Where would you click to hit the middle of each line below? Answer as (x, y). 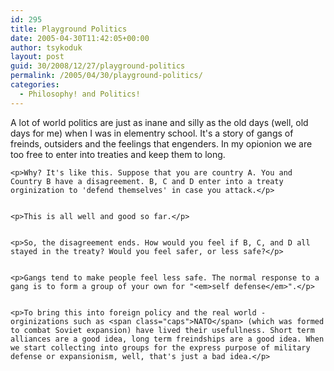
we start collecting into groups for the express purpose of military (160, 347)
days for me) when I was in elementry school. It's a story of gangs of (152, 133)
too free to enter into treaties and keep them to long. (118, 154)
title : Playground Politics (69, 29)
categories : (35, 85)
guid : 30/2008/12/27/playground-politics (98, 66)
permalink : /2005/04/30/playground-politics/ (106, 76)
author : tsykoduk (46, 47)
